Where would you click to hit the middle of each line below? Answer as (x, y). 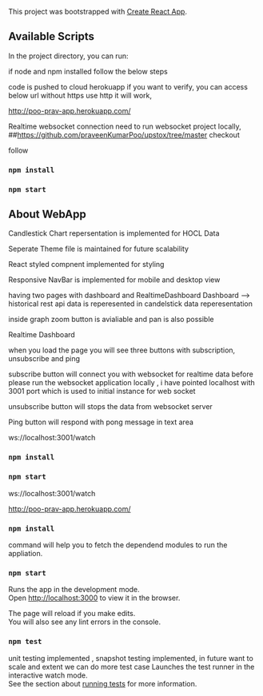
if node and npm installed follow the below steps (88, 71)
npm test (25, 642)
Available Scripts (51, 36)
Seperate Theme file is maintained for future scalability (99, 249)
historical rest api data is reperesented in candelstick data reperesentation (131, 304)
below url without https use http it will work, (80, 95)
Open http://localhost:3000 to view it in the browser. (94, 598)
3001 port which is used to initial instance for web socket (102, 392)
